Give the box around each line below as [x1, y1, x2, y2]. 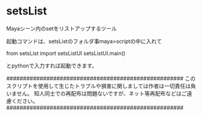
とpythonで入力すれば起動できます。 [6, 62, 98, 69]
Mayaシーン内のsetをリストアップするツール [6, 25, 118, 32]
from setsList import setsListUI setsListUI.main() [6, 49, 125, 56]
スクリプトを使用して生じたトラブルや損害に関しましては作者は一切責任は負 [6, 82, 196, 90]
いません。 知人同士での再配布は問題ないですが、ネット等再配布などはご [6, 90, 187, 97]
